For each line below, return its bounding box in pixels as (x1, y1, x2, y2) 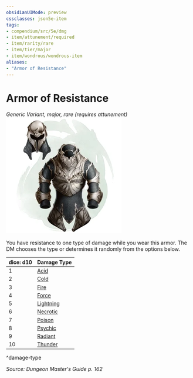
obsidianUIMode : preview (6, 9, 67, 15)
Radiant (37, 333, 56, 340)
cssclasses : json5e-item (6, 15, 67, 22)
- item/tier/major (6, 47, 51, 53)
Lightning (37, 300, 60, 307)
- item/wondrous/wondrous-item (6, 53, 83, 59)
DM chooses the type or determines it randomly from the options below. (6, 246, 181, 253)
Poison (37, 316, 54, 323)
